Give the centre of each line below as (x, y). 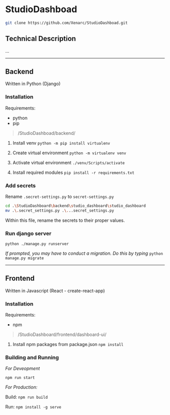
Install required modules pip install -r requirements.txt (73, 172)
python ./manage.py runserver (37, 244)
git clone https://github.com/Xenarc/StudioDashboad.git (67, 23)
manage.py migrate (25, 258)
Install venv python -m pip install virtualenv (61, 143)
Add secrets (20, 185)
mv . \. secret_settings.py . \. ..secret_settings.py (60, 211)
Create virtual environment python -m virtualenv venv (69, 153)
